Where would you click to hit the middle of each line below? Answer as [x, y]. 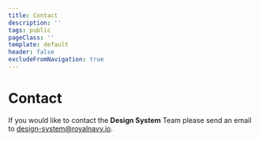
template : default [38, 45]
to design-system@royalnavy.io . [60, 128]
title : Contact [33, 15]
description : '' [35, 23]
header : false [32, 52]
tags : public [30, 30]
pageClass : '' [32, 37]
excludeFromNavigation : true [56, 60]
